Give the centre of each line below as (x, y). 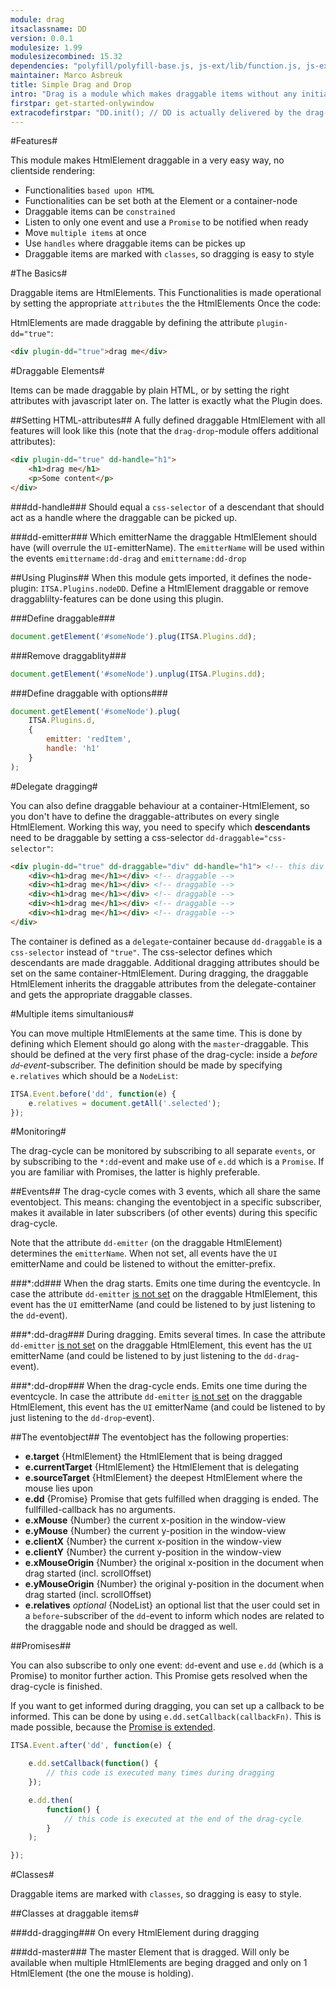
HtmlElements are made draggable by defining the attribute (132, 323)
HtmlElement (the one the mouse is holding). (102, 1973)
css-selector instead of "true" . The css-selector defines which (141, 952)
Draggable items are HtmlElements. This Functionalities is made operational (166, 293)
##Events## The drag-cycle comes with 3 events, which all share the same (165, 1192)
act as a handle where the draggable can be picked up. (124, 517)
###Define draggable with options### (89, 693)
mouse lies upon (59, 1488)
